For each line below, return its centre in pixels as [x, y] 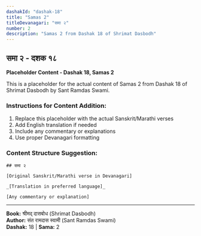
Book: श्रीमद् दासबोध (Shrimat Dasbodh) [51, 213]
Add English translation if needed [56, 125]
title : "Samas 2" [28, 17]
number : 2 [19, 28]
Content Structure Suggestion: [52, 153]
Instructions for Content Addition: [56, 105]
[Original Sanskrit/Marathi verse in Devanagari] [69, 176]
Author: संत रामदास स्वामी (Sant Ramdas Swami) [61, 220]
